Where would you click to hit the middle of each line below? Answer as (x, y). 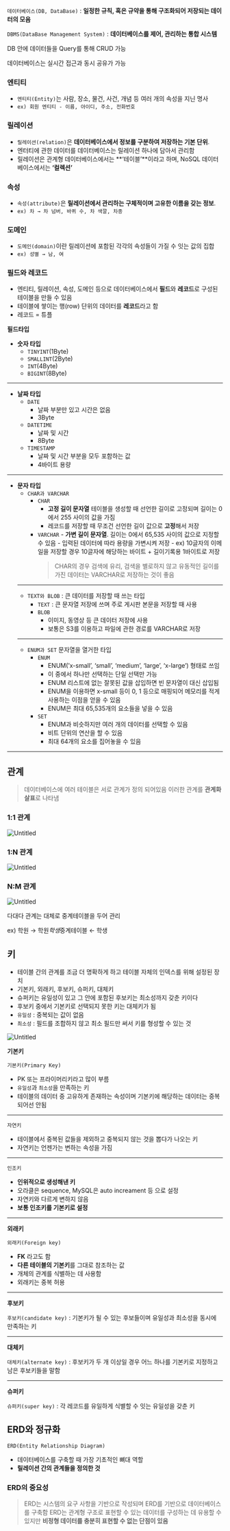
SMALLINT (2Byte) (50, 359)
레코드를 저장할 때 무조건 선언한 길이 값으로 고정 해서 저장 (124, 526)
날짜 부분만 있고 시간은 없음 (74, 410)
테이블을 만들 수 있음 (44, 298)
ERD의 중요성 (28, 1487)
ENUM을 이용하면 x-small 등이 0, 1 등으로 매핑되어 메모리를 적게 (134, 691)
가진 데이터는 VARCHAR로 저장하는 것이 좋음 (114, 575)
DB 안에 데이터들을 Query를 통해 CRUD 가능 (67, 48)
